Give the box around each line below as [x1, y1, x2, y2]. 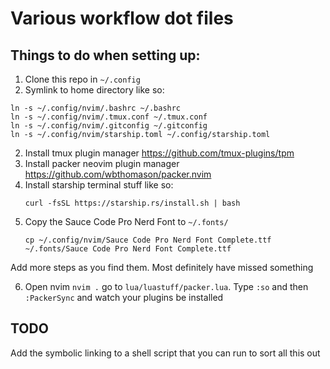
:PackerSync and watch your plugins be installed [24, 292, 224, 303]
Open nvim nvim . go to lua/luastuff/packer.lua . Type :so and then [24, 281, 309, 292]
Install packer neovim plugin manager [24, 158, 180, 169]
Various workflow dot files [10, 7, 234, 30]
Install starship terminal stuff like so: [24, 179, 174, 191]
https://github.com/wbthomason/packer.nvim [24, 168, 212, 180]
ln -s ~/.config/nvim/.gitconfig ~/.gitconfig [10, 121, 208, 131]
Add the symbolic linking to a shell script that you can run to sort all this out [10, 347, 321, 359]
